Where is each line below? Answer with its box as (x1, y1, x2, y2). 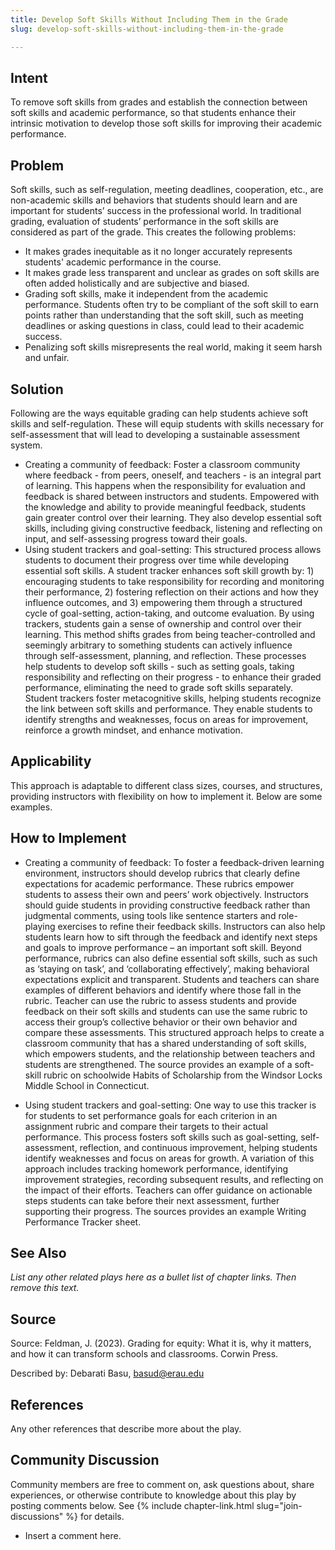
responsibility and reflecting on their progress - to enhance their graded (24, 671, 322, 683)
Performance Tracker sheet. (24, 1216, 142, 1228)
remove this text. (10, 1282, 80, 1294)
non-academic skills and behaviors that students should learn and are (10, 194, 298, 206)
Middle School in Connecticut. (24, 1079, 150, 1091)
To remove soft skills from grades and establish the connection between (10, 96, 308, 108)
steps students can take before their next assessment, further (24, 1194, 280, 1206)
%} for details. (65, 1510, 125, 1522)
